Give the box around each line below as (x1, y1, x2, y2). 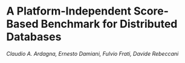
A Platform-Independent (6, 4, 132, 18)
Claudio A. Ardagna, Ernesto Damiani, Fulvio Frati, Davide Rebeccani (6, 50, 179, 57)
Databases (6, 30, 62, 44)
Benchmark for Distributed (41, 17, 178, 31)
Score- (133, 4, 169, 18)
